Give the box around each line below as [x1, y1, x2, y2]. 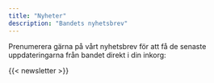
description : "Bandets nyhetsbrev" [8, 19, 128, 27]
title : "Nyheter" [8, 11, 67, 20]
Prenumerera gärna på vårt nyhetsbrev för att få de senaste [8, 41, 207, 51]
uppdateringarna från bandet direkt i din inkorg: [8, 50, 167, 60]
